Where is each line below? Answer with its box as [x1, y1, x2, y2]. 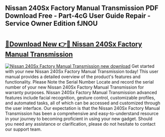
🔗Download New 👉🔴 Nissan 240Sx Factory [5, 40, 142, 48]
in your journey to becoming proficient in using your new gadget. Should [5, 116, 153, 122]
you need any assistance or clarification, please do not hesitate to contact [5, 121, 156, 127]
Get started [131, 63, 155, 69]
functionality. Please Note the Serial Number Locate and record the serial [5, 79, 154, 85]
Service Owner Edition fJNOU [5, 19, 98, 28]
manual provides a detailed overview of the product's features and [5, 74, 141, 80]
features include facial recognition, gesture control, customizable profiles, [5, 95, 156, 100]
